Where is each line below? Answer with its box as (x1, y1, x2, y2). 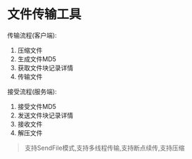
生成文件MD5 (17, 54, 56, 63)
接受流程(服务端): (7, 87, 58, 96)
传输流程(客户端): (7, 31, 58, 39)
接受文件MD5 (17, 102, 56, 110)
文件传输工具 (7, 6, 82, 23)
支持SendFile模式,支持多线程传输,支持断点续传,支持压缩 (24, 144, 185, 152)
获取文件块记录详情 (17, 63, 74, 72)
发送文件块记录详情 (17, 110, 74, 120)
